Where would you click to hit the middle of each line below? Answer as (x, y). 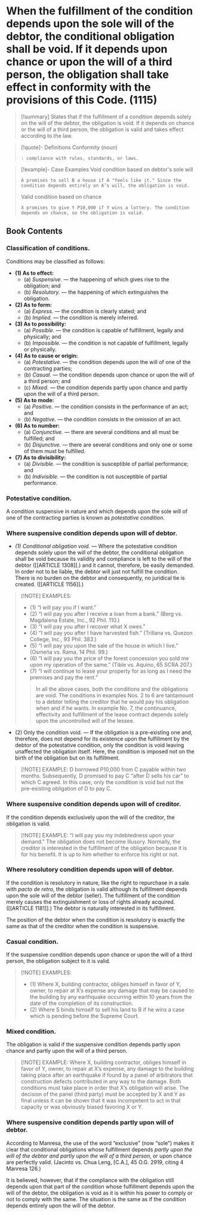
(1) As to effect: (34, 273)
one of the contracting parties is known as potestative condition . (86, 517)
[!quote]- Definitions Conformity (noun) (69, 147)
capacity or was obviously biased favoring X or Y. (82, 1107)
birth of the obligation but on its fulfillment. (67, 758)
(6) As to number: (37, 426)
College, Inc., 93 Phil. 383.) (63, 639)
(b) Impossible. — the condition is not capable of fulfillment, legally (106, 343)
